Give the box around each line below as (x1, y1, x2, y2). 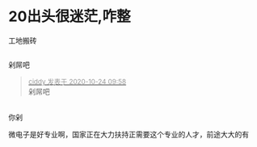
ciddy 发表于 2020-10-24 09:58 (27, 77, 127, 86)
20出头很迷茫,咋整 (8, 7, 131, 26)
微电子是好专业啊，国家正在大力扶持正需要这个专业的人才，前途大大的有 (8, 129, 249, 139)
